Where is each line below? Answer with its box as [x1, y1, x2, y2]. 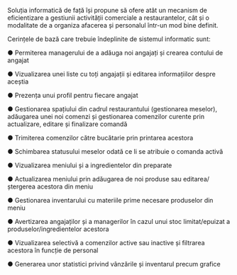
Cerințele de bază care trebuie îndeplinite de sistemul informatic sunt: [7, 35, 211, 43]
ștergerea [7, 182, 35, 191]
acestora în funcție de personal [7, 246, 99, 254]
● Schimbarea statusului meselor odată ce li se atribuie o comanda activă [7, 147, 224, 155]
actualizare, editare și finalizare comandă [7, 120, 128, 128]
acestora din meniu [36, 182, 94, 191]
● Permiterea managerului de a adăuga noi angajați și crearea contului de [7, 49, 224, 57]
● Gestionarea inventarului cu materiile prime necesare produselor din [7, 196, 214, 204]
